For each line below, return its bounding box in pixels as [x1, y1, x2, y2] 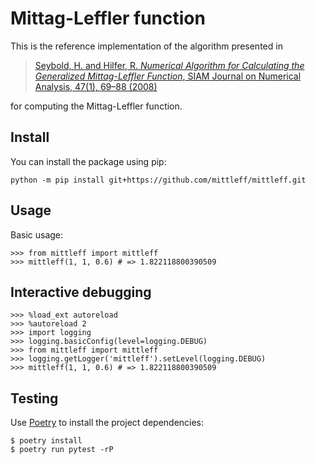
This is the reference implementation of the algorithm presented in [10, 40, 283, 52]
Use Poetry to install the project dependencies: [10, 417, 205, 429]
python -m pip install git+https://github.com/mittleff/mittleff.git [10, 175, 307, 185]
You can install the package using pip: [10, 155, 167, 167]
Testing [10, 390, 59, 407]
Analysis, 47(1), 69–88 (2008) [34, 80, 158, 92]
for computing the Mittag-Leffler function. [10, 100, 183, 112]
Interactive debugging [10, 283, 152, 301]
